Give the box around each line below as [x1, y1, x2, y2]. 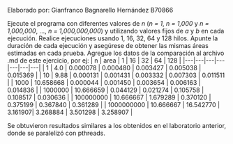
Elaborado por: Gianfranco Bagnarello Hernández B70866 [7, 6, 174, 14]
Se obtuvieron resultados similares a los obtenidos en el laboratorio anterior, [7, 122, 227, 129]
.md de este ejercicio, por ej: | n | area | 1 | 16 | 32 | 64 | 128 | [7, 56, 181, 65]
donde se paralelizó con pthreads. [7, 129, 106, 137]
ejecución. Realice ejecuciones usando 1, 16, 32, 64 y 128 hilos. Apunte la [7, 34, 218, 42]
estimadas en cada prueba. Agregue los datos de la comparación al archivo [7, 49, 225, 57]
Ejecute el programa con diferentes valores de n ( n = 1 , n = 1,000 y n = [7, 19, 209, 27]
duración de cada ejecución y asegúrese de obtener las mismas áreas [7, 42, 209, 49]
